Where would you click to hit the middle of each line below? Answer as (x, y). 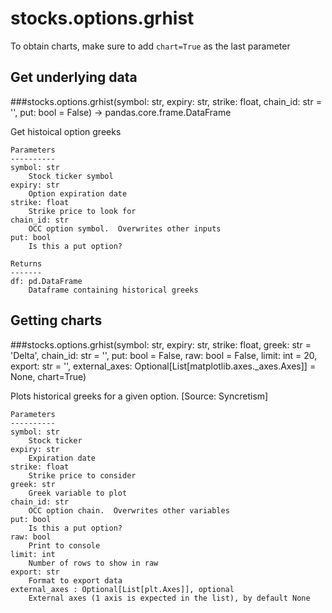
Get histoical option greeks (66, 131)
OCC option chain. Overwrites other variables (129, 510)
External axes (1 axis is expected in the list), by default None (169, 598)
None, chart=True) (48, 376)
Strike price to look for (82, 211)
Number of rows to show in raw (93, 563)
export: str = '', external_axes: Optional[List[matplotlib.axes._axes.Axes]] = (163, 366)
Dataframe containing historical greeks (113, 290)
